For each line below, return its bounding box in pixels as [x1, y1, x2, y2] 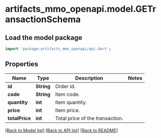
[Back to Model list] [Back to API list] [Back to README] [5, 127, 118, 133]
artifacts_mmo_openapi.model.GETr [5, 3, 157, 15]
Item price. [55, 107, 80, 113]
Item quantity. [55, 99, 87, 106]
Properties [5, 60, 38, 68]
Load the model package [5, 33, 83, 42]
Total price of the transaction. [55, 114, 124, 121]
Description [75, 75, 103, 82]
